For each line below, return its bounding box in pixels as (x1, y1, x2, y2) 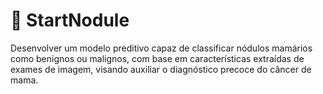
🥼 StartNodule (10, 9, 130, 32)
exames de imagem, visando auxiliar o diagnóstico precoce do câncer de (10, 63, 312, 75)
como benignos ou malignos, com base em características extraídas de (10, 52, 305, 64)
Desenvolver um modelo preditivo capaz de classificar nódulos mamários (10, 42, 313, 54)
